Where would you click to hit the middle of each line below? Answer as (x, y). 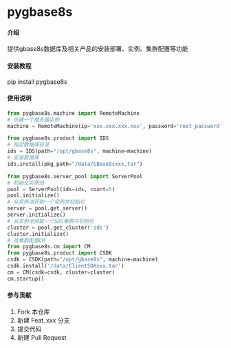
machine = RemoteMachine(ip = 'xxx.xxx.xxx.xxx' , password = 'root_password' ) (117, 126)
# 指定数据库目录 (28, 145)
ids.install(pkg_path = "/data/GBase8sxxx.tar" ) (75, 164)
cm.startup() (26, 279)
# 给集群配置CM (26, 240)
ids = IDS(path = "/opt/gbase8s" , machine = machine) (80, 151)
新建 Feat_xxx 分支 (43, 320)
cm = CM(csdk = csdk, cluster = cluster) (61, 272)
